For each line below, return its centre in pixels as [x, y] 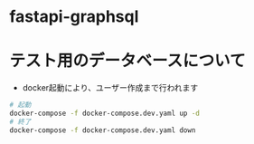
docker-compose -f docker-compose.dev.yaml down [103, 130]
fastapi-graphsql [74, 17]
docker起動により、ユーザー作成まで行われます [110, 88]
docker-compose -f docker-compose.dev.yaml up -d [105, 113]
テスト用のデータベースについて [127, 61]
